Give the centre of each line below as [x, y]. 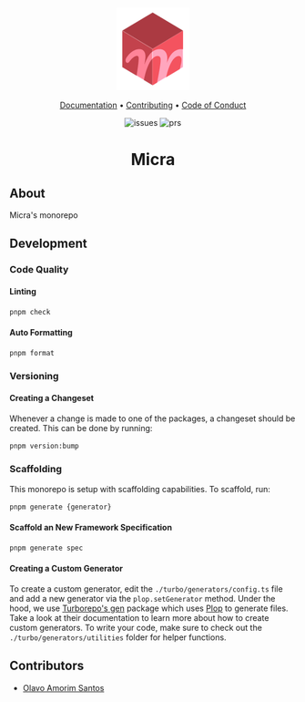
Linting [23, 291]
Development [49, 244]
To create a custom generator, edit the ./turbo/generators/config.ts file [147, 588]
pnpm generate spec [46, 548]
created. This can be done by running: [81, 428]
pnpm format [32, 353]
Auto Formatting [41, 332]
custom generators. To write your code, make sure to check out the [136, 627]
